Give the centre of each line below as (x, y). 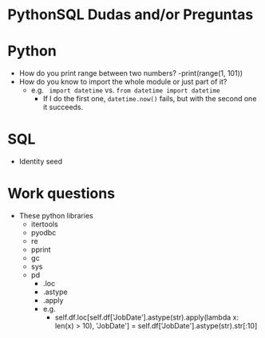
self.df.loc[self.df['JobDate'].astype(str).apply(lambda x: (146, 317)
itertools (45, 224)
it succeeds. (63, 107)
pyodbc (44, 232)
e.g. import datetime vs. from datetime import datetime (125, 90)
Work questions (61, 194)
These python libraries (56, 216)
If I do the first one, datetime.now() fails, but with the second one (150, 99)
